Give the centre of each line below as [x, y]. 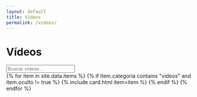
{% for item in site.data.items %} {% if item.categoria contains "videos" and [99, 76]
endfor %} [19, 89]
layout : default [26, 12]
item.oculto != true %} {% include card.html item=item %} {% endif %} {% [97, 82]
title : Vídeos [24, 17]
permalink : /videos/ [32, 22]
